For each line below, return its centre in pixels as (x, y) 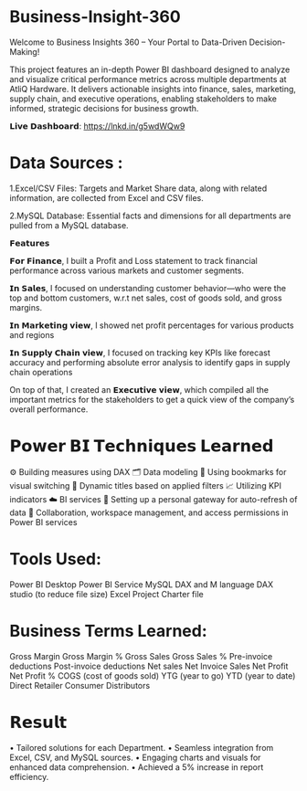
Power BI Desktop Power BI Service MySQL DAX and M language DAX (142, 584)
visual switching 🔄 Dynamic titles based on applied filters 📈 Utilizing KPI (145, 485)
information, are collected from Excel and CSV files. (106, 197)
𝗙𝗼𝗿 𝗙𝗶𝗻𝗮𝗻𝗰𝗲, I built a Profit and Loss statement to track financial (133, 260)
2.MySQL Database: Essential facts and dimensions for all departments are (150, 216)
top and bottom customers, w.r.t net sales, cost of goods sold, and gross (146, 298)
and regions (32, 334)
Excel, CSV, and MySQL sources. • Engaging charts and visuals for (135, 757)
